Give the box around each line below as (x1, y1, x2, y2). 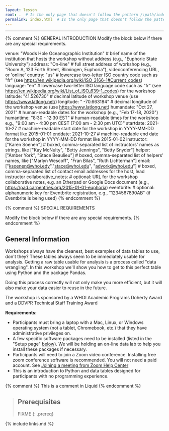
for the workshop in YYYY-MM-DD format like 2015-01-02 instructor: (5, 136, 148, 142)
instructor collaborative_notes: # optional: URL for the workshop (5, 174, 138, 180)
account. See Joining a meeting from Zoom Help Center (12, 362, 129, 368)
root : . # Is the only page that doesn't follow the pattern (5, 12, 138, 17)
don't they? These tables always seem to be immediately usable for (5, 253, 145, 260)
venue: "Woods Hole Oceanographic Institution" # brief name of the (5, 50, 146, 57)
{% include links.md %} (5, 421, 54, 426)
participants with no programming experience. (12, 373, 109, 379)
